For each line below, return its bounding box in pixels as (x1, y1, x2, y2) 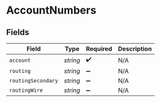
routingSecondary (9, 78, 58, 84)
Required (85, 45, 112, 53)
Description (117, 45, 152, 53)
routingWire (9, 87, 44, 94)
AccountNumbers (6, 4, 97, 17)
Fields (6, 27, 30, 37)
